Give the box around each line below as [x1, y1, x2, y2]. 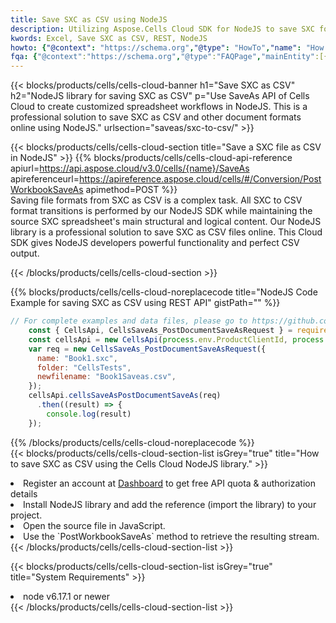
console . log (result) [46, 409, 132, 419]
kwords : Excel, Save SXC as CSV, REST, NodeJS [10, 33, 208, 43]
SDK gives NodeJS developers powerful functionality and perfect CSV [10, 237, 300, 249]
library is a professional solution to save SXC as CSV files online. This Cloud [10, 226, 323, 238]
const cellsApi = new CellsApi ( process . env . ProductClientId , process [28, 334, 325, 345]
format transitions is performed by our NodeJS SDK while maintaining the [10, 205, 313, 217]
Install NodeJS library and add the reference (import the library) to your [23, 498, 317, 510]
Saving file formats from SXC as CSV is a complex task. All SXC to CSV [10, 194, 303, 206]
